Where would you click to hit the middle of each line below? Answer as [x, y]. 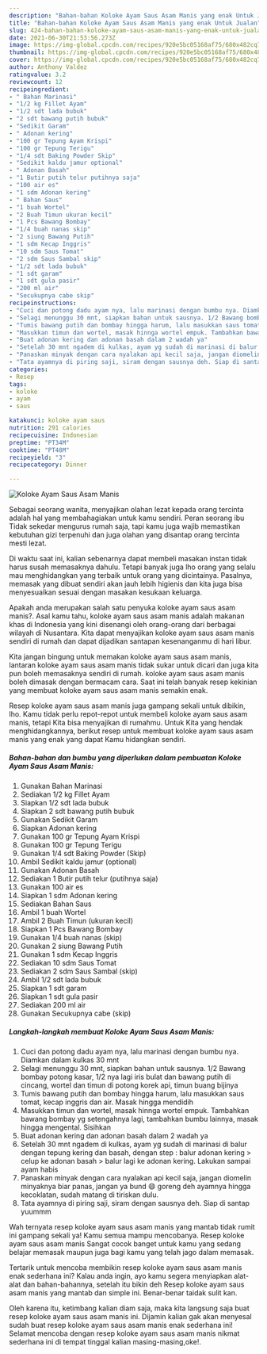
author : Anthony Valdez [48, 67]
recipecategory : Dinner [48, 465]
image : [20, 45]
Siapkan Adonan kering [59, 828]
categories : [29, 369]
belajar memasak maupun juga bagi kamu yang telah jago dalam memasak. [132, 1253]
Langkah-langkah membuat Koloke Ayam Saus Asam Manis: [112, 1031]
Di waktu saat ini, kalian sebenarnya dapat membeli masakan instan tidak [128, 559]
